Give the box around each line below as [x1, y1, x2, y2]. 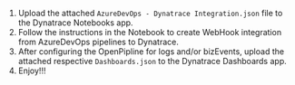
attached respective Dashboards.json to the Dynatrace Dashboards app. [17, 56, 288, 66]
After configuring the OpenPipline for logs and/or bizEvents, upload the [17, 46, 284, 57]
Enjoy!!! [17, 65, 46, 76]
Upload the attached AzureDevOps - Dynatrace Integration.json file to [17, 8, 283, 18]
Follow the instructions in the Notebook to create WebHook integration [17, 27, 282, 37]
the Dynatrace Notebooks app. [17, 17, 133, 28]
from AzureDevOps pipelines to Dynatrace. [17, 36, 179, 47]
